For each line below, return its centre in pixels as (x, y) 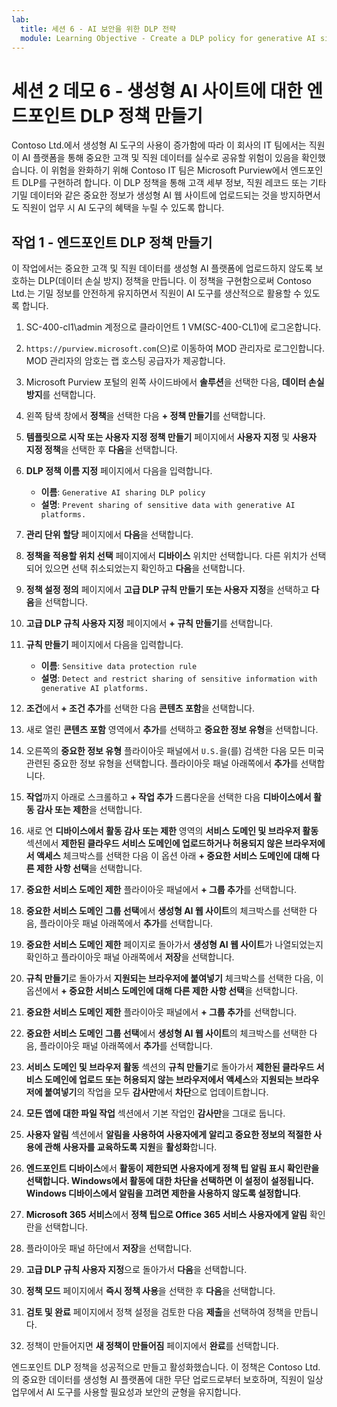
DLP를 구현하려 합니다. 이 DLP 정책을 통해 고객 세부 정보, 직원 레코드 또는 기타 (174, 183)
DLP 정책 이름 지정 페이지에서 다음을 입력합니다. (119, 471)
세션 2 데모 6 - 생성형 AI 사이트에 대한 (157, 90)
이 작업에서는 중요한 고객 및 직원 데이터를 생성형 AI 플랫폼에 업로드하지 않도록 (162, 268)
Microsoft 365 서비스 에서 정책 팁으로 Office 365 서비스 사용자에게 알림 (166, 1215)
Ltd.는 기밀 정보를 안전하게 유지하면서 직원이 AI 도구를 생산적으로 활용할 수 (156, 293)
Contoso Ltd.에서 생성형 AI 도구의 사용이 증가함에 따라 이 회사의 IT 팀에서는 (159, 145)
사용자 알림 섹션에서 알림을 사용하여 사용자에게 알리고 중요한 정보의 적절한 (168, 1135)
